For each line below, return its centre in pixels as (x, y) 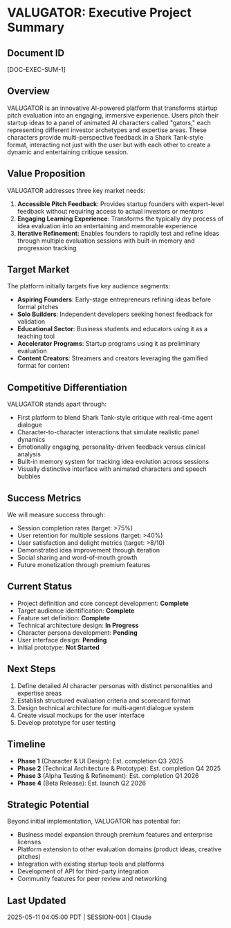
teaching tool (36, 336)
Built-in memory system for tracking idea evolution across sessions (113, 462)
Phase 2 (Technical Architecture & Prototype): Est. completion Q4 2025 (119, 768)
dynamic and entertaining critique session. (68, 152)
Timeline (27, 744)
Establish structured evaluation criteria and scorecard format (104, 700)
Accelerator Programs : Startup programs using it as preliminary (109, 344)
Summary (36, 27)
